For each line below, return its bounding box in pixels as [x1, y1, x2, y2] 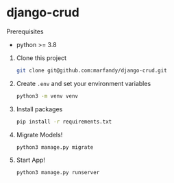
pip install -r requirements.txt [16, 118, 112, 125]
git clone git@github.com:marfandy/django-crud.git [16, 67, 167, 74]
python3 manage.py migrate [16, 143, 94, 151]
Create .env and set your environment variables [16, 79, 151, 87]
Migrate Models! [16, 130, 63, 139]
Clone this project [16, 53, 66, 62]
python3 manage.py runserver [16, 169, 100, 176]
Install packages [16, 104, 63, 113]
